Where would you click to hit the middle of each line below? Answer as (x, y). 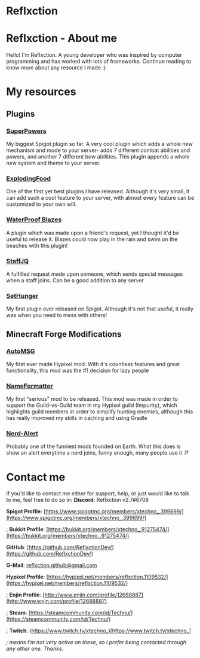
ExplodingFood (28, 178)
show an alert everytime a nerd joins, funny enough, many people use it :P (98, 453)
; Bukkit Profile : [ (27, 529)
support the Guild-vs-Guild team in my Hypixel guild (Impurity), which (92, 406)
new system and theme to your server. (53, 163)
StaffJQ (17, 261)
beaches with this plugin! (37, 245)
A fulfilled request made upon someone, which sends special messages (95, 274)
